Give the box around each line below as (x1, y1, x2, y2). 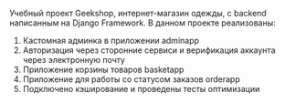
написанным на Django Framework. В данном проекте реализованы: (9, 17, 276, 28)
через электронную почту (22, 55, 126, 65)
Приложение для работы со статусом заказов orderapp (22, 74, 240, 85)
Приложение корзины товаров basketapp (22, 64, 185, 75)
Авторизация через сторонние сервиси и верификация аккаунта (22, 45, 276, 56)
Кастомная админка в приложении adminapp (22, 36, 199, 46)
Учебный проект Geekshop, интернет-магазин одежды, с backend (9, 8, 267, 18)
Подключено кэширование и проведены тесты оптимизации (22, 84, 260, 94)
